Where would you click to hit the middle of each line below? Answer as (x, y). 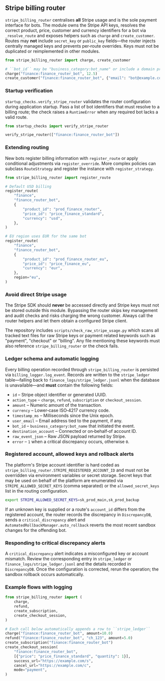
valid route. (16, 117)
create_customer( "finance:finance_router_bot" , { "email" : (66, 78)
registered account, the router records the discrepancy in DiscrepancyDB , (79, 514)
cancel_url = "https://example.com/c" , (53, 665)
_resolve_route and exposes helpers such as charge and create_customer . (80, 35)
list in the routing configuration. (37, 491)
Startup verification (29, 91)
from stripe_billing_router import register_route (58, 178)
